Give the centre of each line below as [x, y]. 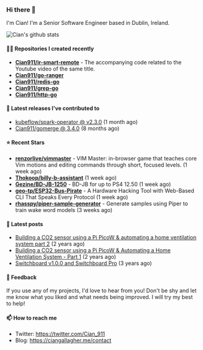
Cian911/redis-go [37, 81]
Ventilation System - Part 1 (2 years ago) [66, 257]
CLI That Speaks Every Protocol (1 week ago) [72, 197]
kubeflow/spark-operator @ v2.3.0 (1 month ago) [76, 122]
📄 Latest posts [25, 224]
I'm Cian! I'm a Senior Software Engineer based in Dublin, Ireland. [88, 23]
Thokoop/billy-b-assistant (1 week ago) [66, 177]
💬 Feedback [22, 277]
